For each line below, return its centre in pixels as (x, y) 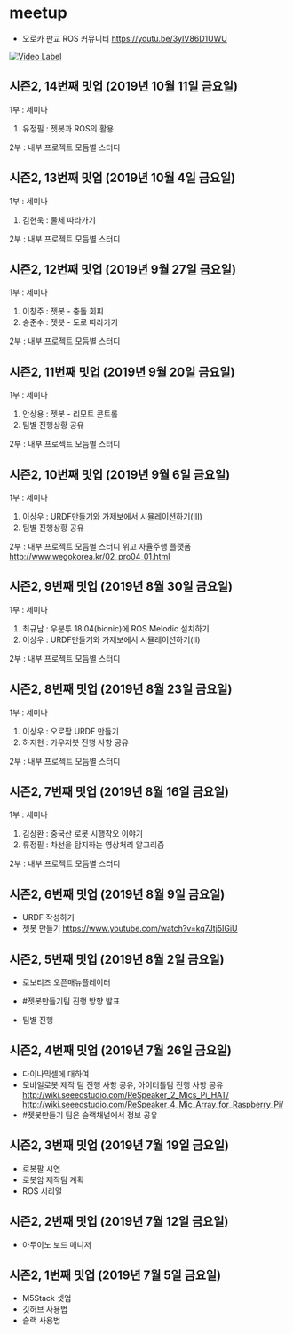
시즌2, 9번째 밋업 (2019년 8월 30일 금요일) (121, 587)
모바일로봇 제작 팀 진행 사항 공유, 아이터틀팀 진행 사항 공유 (123, 1084)
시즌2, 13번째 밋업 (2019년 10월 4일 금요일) (123, 178)
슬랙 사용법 (41, 1321)
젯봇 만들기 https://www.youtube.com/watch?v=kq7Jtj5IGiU (130, 929)
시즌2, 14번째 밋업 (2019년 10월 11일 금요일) (123, 87)
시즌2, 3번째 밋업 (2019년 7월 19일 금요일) (119, 1145)
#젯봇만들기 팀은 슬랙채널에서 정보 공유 (90, 1115)
